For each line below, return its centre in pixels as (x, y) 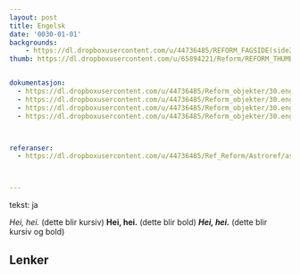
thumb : (21, 59)
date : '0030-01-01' (46, 34)
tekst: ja (24, 205)
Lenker (29, 260)
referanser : (31, 148)
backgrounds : (33, 42)
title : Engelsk (37, 26)
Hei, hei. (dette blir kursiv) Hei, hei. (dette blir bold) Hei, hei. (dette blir (138, 222)
